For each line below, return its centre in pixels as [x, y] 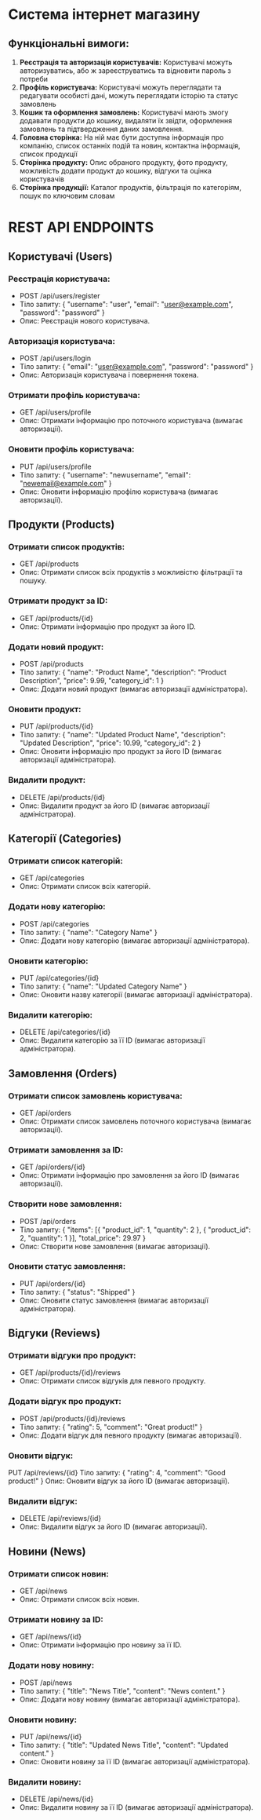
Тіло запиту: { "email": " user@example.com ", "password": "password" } [136, 367]
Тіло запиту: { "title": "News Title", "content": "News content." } [122, 1690]
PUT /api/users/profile [55, 466]
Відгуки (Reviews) [54, 1334]
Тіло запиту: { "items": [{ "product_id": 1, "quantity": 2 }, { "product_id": [135, 1230]
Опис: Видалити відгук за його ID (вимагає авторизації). [113, 1527]
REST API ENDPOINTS [81, 227]
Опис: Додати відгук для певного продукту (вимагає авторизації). [130, 1435]
